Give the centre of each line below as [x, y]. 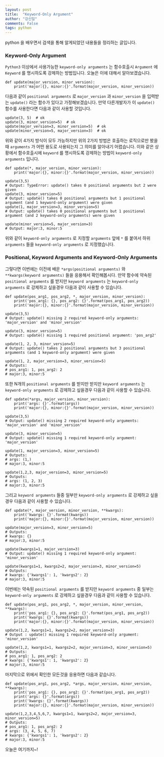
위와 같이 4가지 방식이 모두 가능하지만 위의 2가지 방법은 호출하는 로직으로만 [77, 141]
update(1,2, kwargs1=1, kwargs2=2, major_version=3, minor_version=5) [79, 647]
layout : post [18, 10]
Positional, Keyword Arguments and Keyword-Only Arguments [81, 258]
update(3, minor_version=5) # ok [40, 122]
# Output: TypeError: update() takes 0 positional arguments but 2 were [81, 186]
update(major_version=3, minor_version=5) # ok [56, 127]
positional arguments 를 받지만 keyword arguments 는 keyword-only [72, 281]
